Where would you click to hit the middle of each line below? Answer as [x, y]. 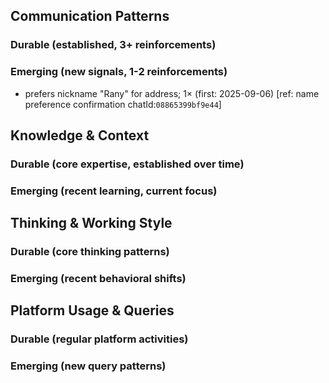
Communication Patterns [90, 16]
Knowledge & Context [80, 135]
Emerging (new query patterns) [88, 366]
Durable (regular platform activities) [99, 339]
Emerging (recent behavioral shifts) [98, 279]
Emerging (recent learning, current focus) [114, 191]
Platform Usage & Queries [92, 310]
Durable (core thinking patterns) [90, 252]
